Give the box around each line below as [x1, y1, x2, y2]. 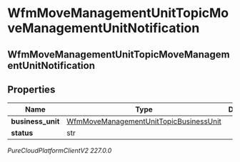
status [11, 128, 34, 138]
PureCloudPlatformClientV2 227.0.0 [7, 146, 112, 155]
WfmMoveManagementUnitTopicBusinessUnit [66, 117, 221, 126]
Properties [7, 83, 56, 95]
